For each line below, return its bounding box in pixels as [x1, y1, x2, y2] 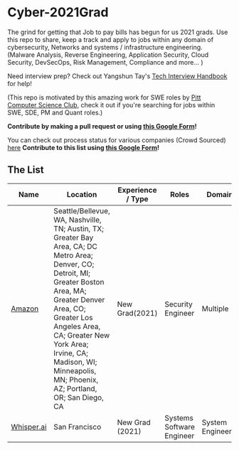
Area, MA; [53, 286, 87, 296]
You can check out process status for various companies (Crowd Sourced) [7, 136, 226, 144]
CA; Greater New [53, 330, 110, 340]
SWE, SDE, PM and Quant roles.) [7, 108, 103, 117]
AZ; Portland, [53, 383, 97, 393]
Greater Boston [53, 277, 105, 286]
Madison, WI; [53, 357, 97, 367]
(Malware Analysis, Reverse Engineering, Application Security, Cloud [7, 50, 209, 59]
